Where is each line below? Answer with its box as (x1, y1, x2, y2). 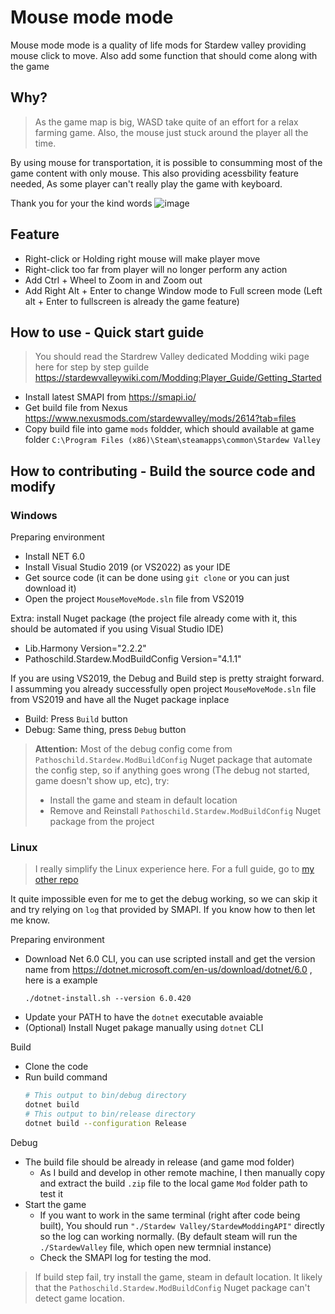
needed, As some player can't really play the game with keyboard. (10, 177, 283, 190)
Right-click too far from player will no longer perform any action (24, 263, 288, 275)
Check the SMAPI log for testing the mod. (39, 1251, 212, 1263)
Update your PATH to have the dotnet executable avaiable (24, 1011, 264, 1023)
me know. (10, 914, 50, 926)
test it (39, 1187, 64, 1200)
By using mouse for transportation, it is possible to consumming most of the (10, 156, 323, 168)
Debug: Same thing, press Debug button (24, 724, 187, 736)
